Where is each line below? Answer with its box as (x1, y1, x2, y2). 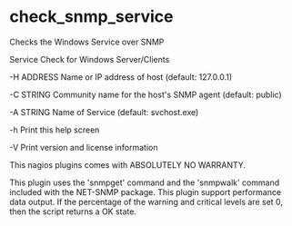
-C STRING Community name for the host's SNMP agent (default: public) (9, 89, 282, 100)
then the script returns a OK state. (9, 206, 136, 217)
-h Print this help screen (9, 124, 100, 135)
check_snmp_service (9, 6, 175, 27)
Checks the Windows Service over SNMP (9, 36, 165, 47)
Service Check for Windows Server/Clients (9, 54, 170, 64)
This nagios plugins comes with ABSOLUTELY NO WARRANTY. (9, 159, 247, 170)
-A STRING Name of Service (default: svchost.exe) (9, 106, 199, 117)
